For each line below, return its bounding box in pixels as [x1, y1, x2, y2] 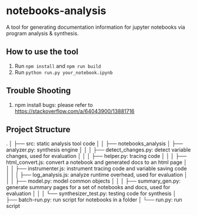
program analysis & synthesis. [6, 29, 79, 36]
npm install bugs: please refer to [14, 101, 93, 108]
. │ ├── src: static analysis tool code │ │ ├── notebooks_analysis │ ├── [6, 140, 183, 147]
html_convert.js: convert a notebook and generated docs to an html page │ [6, 159, 187, 166]
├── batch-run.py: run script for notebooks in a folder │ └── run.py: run [6, 196, 182, 203]
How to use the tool [6, 47, 78, 57]
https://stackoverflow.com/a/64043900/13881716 [14, 107, 135, 115]
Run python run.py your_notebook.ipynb [14, 69, 113, 76]
